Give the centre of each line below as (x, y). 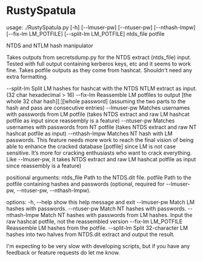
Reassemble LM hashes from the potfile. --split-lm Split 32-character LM (97, 227)
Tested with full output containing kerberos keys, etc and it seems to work (99, 64)
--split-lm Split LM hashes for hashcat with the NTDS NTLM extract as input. (101, 88)
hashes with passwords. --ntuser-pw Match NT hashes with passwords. (96, 208)
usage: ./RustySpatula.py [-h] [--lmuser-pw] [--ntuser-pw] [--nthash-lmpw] (101, 27)
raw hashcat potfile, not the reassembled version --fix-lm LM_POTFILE (95, 221)
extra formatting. (27, 76)
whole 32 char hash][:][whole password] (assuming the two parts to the (96, 101)
